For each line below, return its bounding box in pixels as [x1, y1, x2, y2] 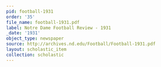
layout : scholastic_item [6, 47, 67, 52]
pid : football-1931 [6, 8, 54, 15]
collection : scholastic [6, 52, 64, 58]
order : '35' [6, 14, 35, 20]
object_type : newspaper [6, 36, 64, 41]
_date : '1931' [6, 30, 41, 36]
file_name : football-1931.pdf [6, 19, 80, 25]
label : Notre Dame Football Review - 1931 [6, 24, 111, 31]
